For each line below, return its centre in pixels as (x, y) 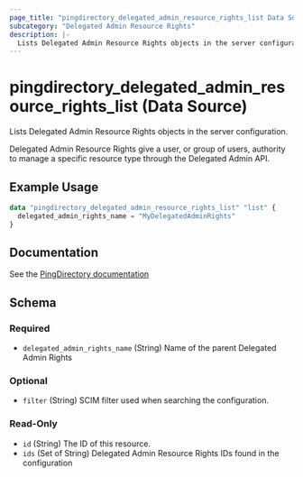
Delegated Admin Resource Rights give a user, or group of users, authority (147, 149)
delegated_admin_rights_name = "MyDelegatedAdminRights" (127, 216)
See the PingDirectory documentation (79, 274)
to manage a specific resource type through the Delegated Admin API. (140, 159)
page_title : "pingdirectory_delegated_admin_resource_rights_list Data (147, 18)
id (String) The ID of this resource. (87, 444)
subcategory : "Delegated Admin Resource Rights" (102, 26)
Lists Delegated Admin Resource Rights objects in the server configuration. (149, 132)
